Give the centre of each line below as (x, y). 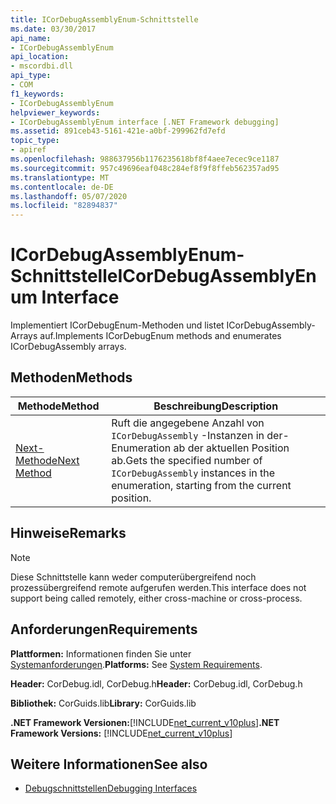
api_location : (40, 57)
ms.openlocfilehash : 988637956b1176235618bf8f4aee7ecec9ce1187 (145, 159)
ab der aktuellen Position (231, 448)
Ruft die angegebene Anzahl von (188, 423)
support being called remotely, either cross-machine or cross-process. (156, 598)
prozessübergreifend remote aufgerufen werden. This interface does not (158, 587)
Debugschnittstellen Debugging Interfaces (111, 788)
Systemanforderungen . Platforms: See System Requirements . (136, 664)
